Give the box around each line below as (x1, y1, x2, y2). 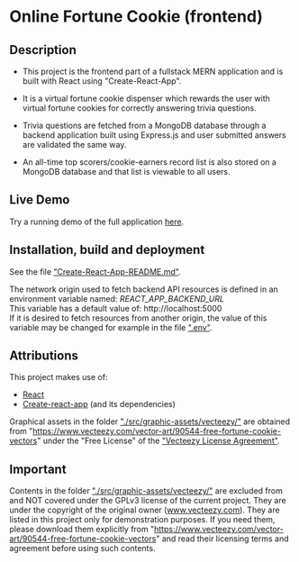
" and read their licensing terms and (156, 533, 290, 544)
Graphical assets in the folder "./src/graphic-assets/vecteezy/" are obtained (9, 416, 291, 427)
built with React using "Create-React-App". (22, 76, 182, 86)
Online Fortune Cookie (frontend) (9, 6, 264, 27)
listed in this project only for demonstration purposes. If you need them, (9, 514, 276, 525)
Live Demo (9, 192, 70, 208)
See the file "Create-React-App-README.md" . (9, 266, 182, 276)
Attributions (9, 349, 79, 364)
